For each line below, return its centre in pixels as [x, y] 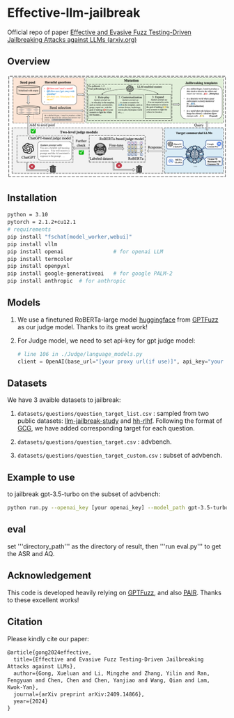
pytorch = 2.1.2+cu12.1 [42, 222]
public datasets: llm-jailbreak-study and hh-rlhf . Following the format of [120, 421]
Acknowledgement [49, 576]
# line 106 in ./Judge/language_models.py [80, 354]
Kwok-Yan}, [23, 687]
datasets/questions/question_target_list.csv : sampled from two [113, 414]
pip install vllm [32, 244]
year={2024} [31, 701]
